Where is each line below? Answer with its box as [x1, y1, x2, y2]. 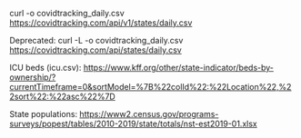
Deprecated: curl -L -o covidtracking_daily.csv [9, 35, 184, 45]
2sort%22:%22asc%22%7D [9, 91, 115, 102]
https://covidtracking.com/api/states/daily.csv [9, 44, 182, 55]
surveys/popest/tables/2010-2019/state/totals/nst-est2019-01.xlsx [9, 118, 257, 129]
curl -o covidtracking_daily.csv [9, 8, 125, 18]
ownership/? [9, 72, 56, 83]
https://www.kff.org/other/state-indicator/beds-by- [83, 63, 275, 73]
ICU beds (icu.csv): [9, 63, 82, 73]
